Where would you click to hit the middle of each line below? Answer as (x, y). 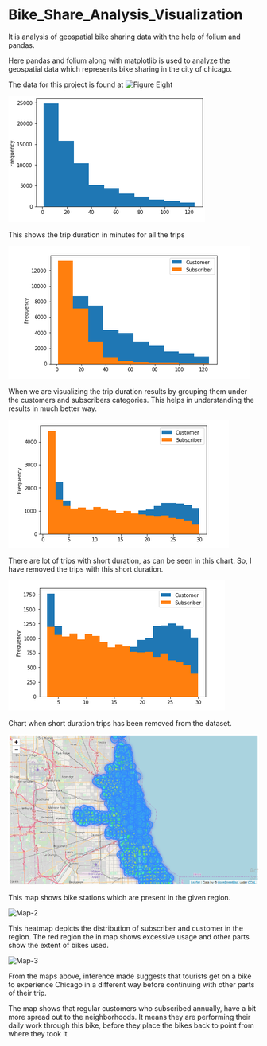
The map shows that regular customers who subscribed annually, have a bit (132, 1009)
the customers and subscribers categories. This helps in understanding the (131, 400)
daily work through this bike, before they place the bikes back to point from (131, 1025)
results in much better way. (53, 408)
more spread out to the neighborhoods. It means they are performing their (130, 1017)
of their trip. (28, 993)
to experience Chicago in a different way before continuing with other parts (132, 985)
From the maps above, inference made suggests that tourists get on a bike (130, 976)
